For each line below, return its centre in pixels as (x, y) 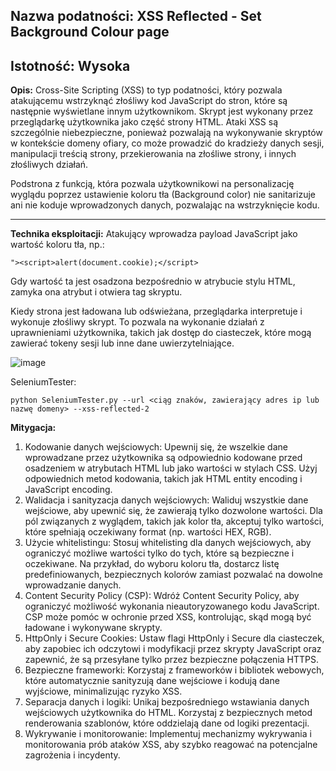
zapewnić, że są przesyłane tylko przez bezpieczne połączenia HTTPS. (172, 660)
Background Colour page (90, 32)
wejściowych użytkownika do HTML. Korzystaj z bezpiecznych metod (168, 713)
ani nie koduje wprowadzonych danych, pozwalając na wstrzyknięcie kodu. (165, 205)
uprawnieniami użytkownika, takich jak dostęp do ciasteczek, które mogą (161, 333)
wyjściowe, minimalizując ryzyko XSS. (103, 691)
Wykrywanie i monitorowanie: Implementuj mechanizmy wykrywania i (168, 734)
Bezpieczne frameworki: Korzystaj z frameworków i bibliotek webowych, (174, 670)
